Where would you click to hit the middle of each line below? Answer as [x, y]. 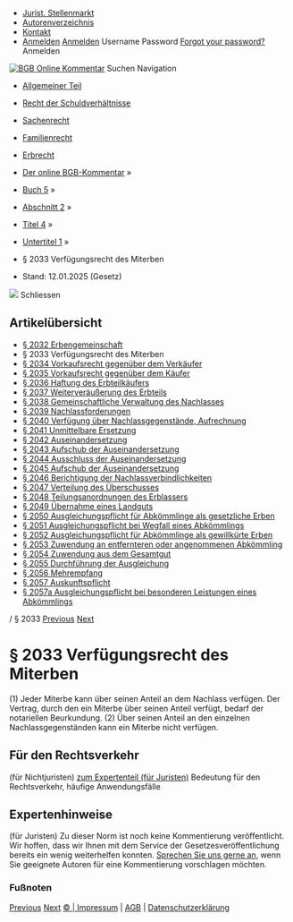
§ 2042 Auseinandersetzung [75, 440]
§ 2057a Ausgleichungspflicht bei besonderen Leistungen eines [139, 592]
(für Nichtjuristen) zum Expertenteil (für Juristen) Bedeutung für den [135, 777]
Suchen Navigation [142, 68]
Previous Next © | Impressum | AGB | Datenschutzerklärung [120, 907]
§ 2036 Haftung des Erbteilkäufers [86, 382]
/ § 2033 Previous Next [52, 619]
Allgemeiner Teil [52, 85]
